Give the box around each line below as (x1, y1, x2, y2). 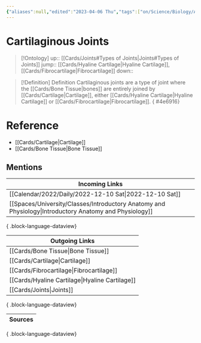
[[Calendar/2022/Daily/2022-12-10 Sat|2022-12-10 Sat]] (9, 190, 181, 198)
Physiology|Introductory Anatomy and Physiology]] (9, 207, 153, 215)
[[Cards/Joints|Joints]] (9, 286, 74, 294)
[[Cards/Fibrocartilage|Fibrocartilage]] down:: (20, 67, 133, 74)
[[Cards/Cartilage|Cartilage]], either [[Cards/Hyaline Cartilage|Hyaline (20, 91, 193, 99)
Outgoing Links (50, 237, 95, 245)
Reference (6, 119, 59, 132)
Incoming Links (78, 180, 123, 189)
